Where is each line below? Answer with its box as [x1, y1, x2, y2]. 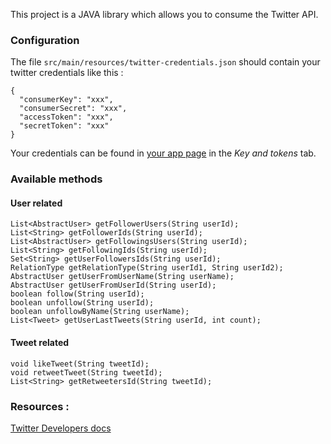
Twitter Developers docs [10, 422, 112, 434]
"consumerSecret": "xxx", [19, 104, 128, 114]
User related [10, 197, 63, 209]
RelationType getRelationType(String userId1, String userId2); [10, 263, 284, 273]
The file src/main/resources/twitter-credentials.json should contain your [10, 56, 321, 68]
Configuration [10, 33, 80, 47]
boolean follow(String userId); [10, 289, 145, 299]
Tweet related [10, 337, 70, 349]
